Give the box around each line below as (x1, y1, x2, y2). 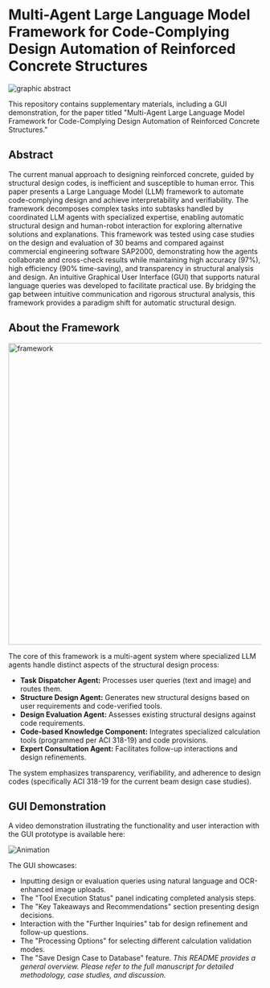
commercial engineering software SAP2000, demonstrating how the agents (8, 246, 259, 256)
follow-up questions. (19, 928, 89, 937)
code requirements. (19, 718, 86, 727)
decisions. (19, 911, 55, 920)
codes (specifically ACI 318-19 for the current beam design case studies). (8, 776, 252, 786)
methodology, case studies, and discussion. (19, 970, 166, 980)
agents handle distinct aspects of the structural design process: (8, 660, 219, 669)
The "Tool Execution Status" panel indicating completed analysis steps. (19, 893, 256, 903)
